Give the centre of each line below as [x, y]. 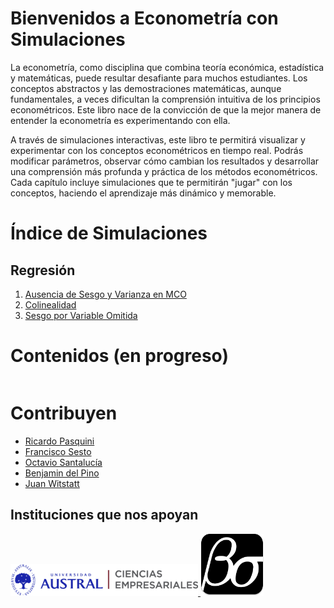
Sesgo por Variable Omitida [81, 315]
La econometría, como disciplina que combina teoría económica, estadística [167, 67]
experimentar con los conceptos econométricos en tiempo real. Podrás [157, 150]
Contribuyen [64, 413]
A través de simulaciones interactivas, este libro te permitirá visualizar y [158, 139]
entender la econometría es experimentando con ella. [120, 120]
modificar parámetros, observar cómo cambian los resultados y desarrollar [165, 161]
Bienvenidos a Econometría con [144, 18]
